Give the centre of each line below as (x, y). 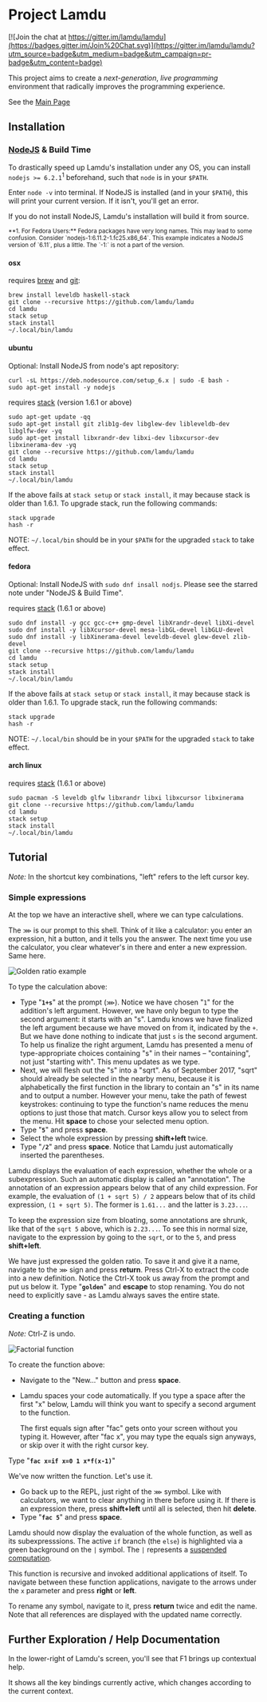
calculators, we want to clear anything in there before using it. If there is (138, 1500)
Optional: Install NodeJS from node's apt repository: (94, 366)
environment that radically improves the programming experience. (117, 86)
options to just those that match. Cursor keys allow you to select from (134, 1113)
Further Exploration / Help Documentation (114, 1639)
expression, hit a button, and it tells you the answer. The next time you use (130, 939)
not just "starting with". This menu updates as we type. (110, 1062)
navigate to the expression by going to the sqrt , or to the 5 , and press (122, 1237)
